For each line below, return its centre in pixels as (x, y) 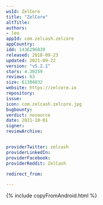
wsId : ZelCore (23, 11)
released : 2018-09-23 (32, 55)
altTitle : (18, 22)
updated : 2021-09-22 (31, 60)
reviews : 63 (20, 77)
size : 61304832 (24, 83)
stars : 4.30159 (24, 71)
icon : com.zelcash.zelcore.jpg (44, 104)
